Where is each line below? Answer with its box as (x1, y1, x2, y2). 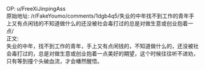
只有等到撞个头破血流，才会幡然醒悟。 (6, 57, 103, 65)
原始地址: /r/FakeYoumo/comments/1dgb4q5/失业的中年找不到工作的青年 (6, 12, 189, 19)
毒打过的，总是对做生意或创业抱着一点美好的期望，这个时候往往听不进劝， (11, 50, 199, 57)
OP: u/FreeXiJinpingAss (6, 5, 66, 12)
